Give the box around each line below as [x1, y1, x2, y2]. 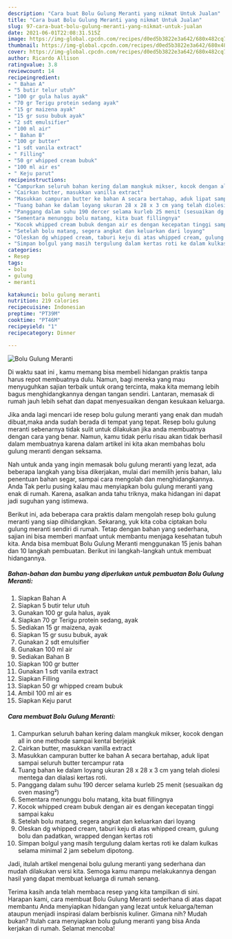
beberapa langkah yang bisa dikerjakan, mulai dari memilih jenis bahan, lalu [8, 467, 222, 475]
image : [8, 36, 27, 43]
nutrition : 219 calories [8, 297, 79, 305]
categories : [8, 247, 42, 254]
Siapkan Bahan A [17, 594, 67, 603]
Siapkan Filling [17, 675, 60, 683]
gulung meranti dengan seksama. [8, 446, 103, 455]
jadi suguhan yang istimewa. [8, 497, 89, 505]
